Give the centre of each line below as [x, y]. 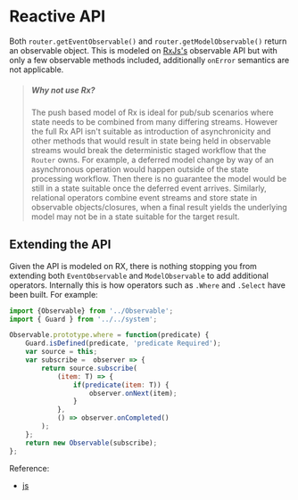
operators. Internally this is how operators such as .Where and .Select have [147, 285]
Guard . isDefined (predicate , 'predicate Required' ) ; [123, 344]
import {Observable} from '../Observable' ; [91, 311]
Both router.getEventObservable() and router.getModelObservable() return [148, 41]
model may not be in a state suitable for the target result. [135, 217]
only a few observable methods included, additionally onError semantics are [149, 60]
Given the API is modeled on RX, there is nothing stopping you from [133, 266]
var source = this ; [62, 352]
